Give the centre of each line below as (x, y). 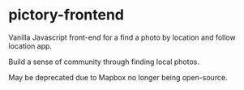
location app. (30, 45)
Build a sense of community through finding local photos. (104, 62)
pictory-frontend (66, 15)
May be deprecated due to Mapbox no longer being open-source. (118, 77)
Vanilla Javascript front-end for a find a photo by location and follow (122, 37)
